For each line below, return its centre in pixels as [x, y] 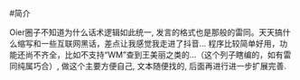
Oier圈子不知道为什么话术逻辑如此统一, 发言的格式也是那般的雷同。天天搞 [146, 32]
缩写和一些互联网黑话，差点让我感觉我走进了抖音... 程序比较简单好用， [148, 44]
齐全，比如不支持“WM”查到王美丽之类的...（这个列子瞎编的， [154, 55]
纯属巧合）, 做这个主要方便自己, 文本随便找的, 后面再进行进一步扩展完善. [151, 66]
